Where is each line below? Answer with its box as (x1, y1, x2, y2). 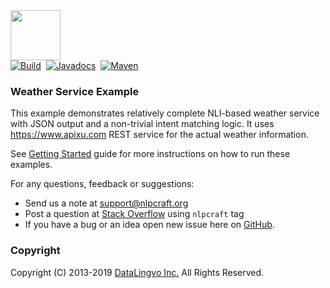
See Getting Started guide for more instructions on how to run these (10, 148, 291, 160)
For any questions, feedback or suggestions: (10, 178, 195, 190)
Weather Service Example (10, 84, 140, 98)
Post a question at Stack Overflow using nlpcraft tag (24, 208, 245, 220)
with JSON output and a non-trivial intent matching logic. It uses (10, 118, 275, 130)
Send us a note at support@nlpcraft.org (24, 197, 189, 209)
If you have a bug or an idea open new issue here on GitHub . (24, 219, 275, 231)
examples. (10, 159, 53, 171)
